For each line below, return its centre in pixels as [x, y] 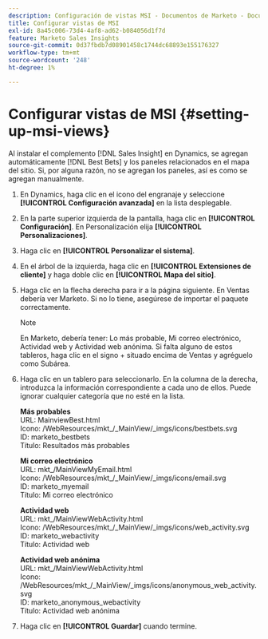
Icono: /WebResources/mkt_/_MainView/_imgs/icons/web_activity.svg [134, 527]
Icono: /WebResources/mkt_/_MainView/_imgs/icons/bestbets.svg [128, 428]
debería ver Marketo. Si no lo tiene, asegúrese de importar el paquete [134, 298]
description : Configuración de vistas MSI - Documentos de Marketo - [126, 16]
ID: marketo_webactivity [59, 535]
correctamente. [45, 307]
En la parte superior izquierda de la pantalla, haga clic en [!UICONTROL [137, 218]
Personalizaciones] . [53, 235]
